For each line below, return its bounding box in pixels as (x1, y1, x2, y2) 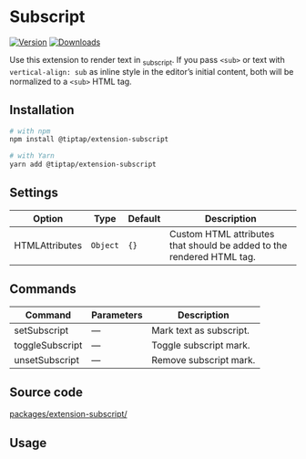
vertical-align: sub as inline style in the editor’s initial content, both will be (9, 66, 294, 77)
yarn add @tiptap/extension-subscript (9, 160, 157, 170)
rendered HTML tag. (169, 250, 257, 263)
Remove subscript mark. (151, 353, 256, 366)
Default (127, 212, 161, 224)
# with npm (9, 126, 51, 136)
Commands (9, 281, 77, 297)
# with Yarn (9, 151, 55, 161)
